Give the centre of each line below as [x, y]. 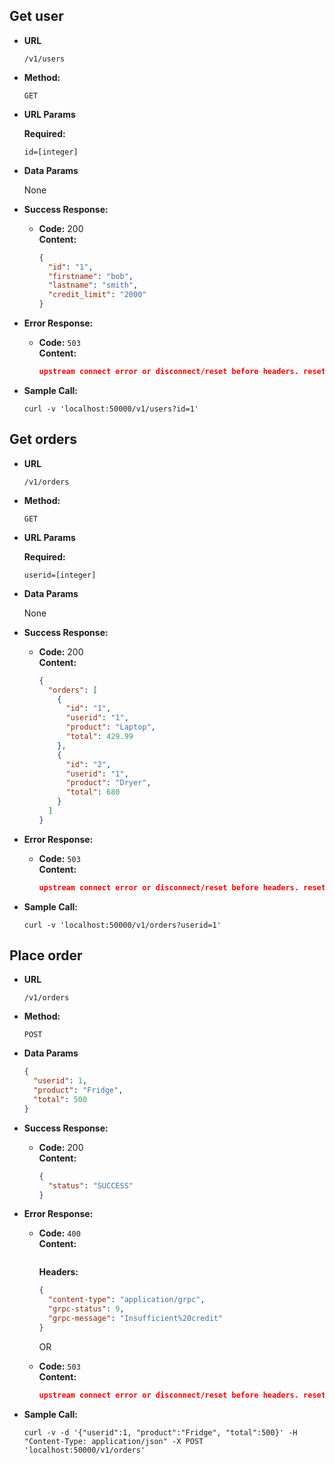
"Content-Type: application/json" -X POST [113, 1441]
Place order [46, 955]
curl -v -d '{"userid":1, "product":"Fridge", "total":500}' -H [160, 1432]
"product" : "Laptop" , [110, 727]
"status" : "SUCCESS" [90, 1185]
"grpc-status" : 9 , [86, 1309]
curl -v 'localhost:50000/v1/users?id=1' [111, 409]
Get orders [43, 439]
